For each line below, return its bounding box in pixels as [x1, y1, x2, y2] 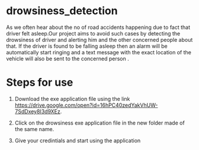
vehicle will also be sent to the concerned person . [6, 55, 129, 62]
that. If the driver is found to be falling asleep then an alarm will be [6, 43, 168, 50]
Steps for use [6, 76, 73, 89]
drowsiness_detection [6, 4, 118, 18]
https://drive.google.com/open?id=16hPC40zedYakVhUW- [14, 102, 158, 109]
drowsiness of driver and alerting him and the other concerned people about [6, 36, 193, 43]
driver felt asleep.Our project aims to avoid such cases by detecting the [6, 30, 181, 37]
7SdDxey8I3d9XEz [14, 107, 61, 115]
